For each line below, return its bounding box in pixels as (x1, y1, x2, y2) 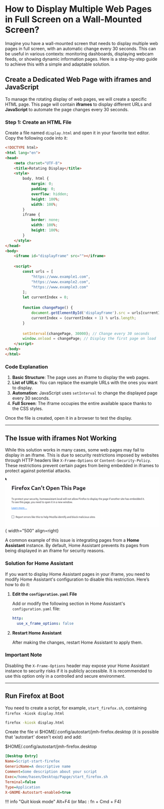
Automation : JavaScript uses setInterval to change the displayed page (12, 390, 158, 396)
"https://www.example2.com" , (31, 279, 91, 285)
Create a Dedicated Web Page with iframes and (5, 75, 151, 84)
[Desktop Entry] (5, 754, 38, 759)
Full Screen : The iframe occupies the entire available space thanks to (12, 401, 152, 406)
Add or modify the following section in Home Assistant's (12, 600, 125, 606)
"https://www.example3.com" (31, 285, 89, 289)
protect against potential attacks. (5, 468, 72, 474)
